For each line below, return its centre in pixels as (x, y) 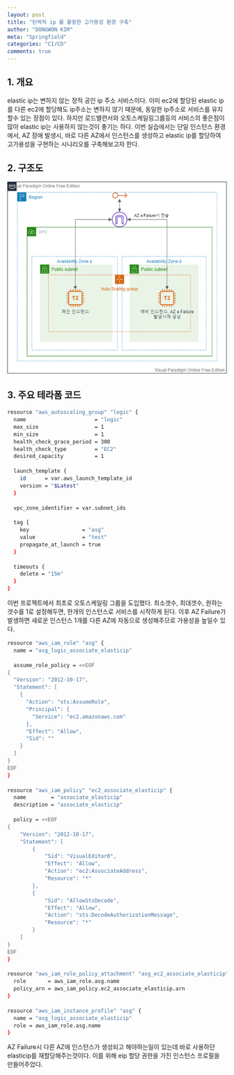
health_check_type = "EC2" (65, 449)
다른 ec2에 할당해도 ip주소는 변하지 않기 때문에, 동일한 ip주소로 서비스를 (112, 109)
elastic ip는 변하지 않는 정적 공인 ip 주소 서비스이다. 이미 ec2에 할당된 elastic (112, 100)
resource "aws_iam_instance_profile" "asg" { (74, 1011)
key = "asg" (62, 530)
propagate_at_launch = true (60, 544)
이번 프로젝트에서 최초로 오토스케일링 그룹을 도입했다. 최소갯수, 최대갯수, (106, 603)
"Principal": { (48, 709)
